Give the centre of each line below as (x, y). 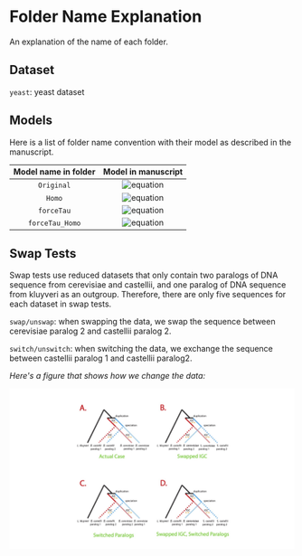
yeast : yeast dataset (47, 91)
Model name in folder (54, 172)
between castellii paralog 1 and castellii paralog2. (101, 358)
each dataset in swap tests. (61, 304)
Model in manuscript (143, 172)
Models (31, 121)
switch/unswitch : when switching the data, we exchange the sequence (142, 349)
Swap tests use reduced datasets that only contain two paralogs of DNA (144, 275)
